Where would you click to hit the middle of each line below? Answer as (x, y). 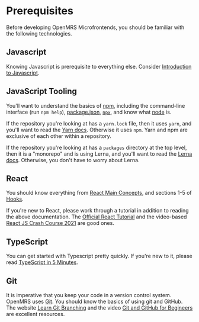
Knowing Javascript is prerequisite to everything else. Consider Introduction (99, 66)
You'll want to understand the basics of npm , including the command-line (96, 105)
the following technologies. (39, 33)
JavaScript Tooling (41, 91)
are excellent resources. (36, 314)
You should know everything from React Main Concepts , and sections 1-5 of (99, 193)
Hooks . (15, 199)
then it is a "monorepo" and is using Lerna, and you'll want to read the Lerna (99, 154)
